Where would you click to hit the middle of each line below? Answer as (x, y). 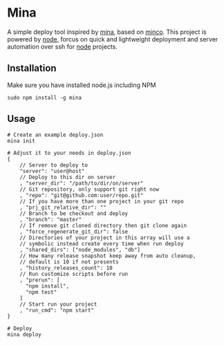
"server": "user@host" (52, 171)
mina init (21, 141)
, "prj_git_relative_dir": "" (63, 207)
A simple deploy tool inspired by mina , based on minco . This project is (107, 32)
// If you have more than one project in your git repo (102, 201)
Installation (32, 68)
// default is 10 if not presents (69, 262)
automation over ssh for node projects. (62, 46)
